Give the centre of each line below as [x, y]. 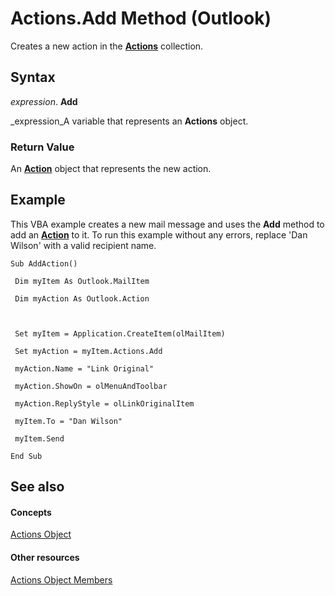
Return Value [42, 147]
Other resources [45, 558]
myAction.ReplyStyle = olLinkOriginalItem [104, 403]
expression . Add [44, 101]
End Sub [26, 456]
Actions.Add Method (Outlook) [141, 18]
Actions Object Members [61, 579]
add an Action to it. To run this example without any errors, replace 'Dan [159, 234]
